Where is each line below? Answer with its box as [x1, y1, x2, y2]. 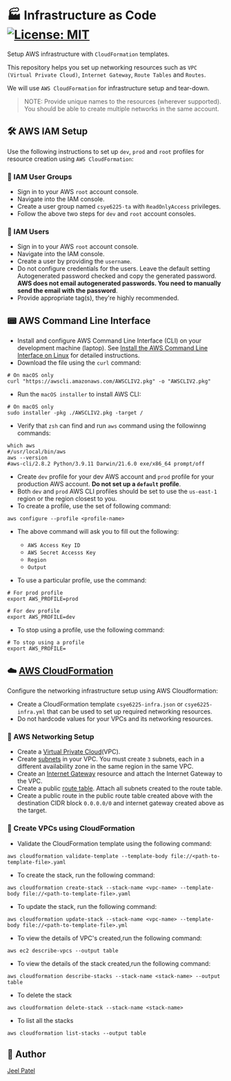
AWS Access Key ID [27, 542, 81, 549]
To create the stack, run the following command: [17, 870, 155, 879]
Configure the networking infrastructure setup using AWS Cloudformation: [7, 687, 219, 695]
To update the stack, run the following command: [17, 902, 157, 910]
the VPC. [17, 777, 43, 785]
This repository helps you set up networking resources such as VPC [7, 63, 198, 71]
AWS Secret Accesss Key [27, 549, 97, 557]
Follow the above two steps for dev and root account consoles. [17, 210, 197, 218]
